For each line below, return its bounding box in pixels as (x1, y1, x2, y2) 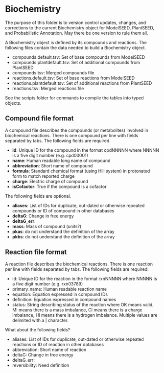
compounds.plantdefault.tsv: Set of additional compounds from (12, 59, 141, 65)
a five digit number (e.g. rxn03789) (12, 280, 83, 287)
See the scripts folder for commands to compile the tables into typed (5, 94, 144, 101)
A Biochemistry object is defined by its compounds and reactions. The (5, 39, 147, 45)
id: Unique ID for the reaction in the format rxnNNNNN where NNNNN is (12, 276, 158, 281)
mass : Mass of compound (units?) (12, 223, 82, 229)
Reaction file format (5, 248, 67, 256)
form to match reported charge (12, 173, 75, 179)
